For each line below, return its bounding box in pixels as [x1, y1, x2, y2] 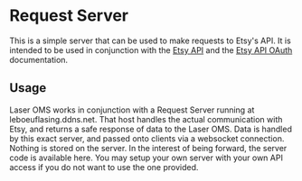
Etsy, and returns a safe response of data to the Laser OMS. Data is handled [9, 123, 292, 134]
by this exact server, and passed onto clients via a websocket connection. [9, 132, 285, 144]
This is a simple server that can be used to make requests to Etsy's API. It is [9, 35, 291, 46]
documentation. [9, 54, 69, 65]
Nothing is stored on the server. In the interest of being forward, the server [9, 142, 288, 153]
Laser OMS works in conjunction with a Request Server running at [9, 104, 255, 115]
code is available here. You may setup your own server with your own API [9, 152, 283, 163]
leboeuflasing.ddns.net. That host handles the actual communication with [9, 113, 283, 124]
